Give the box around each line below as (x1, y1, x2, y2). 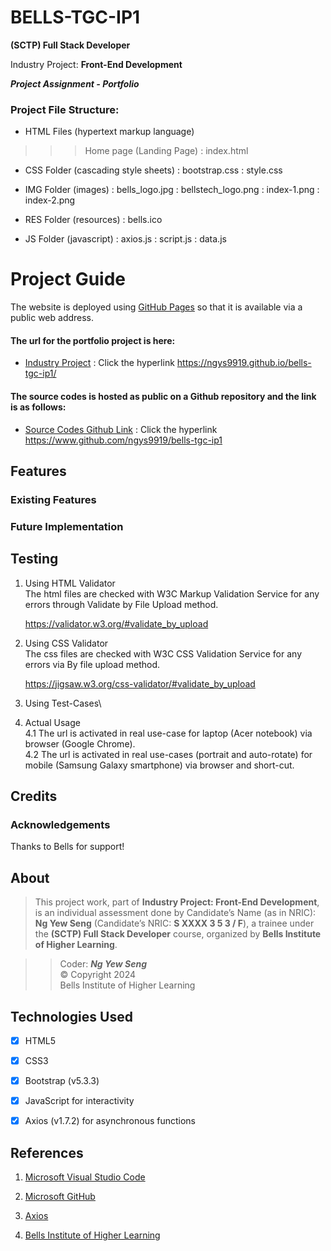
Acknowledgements (10, 817, 111, 831)
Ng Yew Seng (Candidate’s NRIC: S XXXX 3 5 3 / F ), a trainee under (34, 917, 315, 930)
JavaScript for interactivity (24, 1095, 135, 1107)
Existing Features (10, 492, 97, 506)
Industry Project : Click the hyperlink (24, 357, 175, 369)
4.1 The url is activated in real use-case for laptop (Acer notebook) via (24, 727, 313, 739)
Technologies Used (10, 1008, 133, 1025)
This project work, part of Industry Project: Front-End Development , (34, 896, 320, 908)
